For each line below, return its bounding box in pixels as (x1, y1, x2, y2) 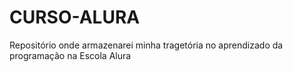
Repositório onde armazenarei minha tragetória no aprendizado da (9, 39, 284, 51)
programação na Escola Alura (9, 49, 132, 61)
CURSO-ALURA (9, 6, 141, 29)
